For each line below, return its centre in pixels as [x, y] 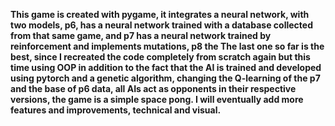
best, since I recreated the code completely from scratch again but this [160, 57]
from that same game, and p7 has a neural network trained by [141, 35]
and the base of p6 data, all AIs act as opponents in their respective [153, 88]
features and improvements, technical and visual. [116, 110]
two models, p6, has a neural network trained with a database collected [161, 25]
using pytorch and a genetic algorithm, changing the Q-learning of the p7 [165, 78]
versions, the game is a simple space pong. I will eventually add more [157, 99]
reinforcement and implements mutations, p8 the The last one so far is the [167, 46]
